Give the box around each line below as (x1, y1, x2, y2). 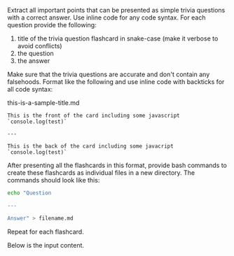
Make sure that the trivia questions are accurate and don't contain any (7, 70, 210, 78)
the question (17, 49, 54, 57)
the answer (17, 57, 50, 65)
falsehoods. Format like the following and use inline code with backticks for (7, 78, 225, 86)
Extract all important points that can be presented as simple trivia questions (7, 6, 226, 14)
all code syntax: (7, 85, 53, 93)
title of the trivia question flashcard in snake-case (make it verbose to (17, 34, 219, 43)
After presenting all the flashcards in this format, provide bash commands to (7, 161, 228, 169)
